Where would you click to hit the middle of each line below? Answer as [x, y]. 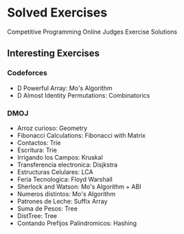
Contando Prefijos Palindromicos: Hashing [77, 223]
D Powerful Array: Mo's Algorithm [65, 88]
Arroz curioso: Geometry [52, 128]
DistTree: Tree [37, 215]
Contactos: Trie [39, 142]
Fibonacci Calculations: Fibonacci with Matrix [81, 135]
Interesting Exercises [54, 53]
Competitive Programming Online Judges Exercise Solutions [92, 32]
